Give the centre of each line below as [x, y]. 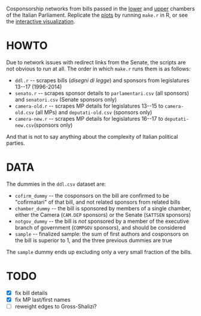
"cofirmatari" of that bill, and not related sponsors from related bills [98, 202]
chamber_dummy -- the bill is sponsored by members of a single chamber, [103, 208]
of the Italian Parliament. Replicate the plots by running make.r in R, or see [97, 15]
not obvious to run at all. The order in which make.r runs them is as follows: [98, 68]
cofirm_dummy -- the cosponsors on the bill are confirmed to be [92, 195]
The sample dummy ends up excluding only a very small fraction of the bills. [99, 252]
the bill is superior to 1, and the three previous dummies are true [93, 240]
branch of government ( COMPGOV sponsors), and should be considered [100, 227]
